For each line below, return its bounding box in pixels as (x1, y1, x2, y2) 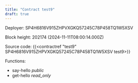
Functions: (5, 58, 26, 64)
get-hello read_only (12, 72, 51, 78)
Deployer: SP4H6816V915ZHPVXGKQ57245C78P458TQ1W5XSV (5, 25, 134, 30)
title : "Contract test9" (5, 7, 55, 12)
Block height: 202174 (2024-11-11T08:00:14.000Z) (5, 34, 104, 40)
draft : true (5, 12, 29, 16)
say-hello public (12, 67, 44, 73)
